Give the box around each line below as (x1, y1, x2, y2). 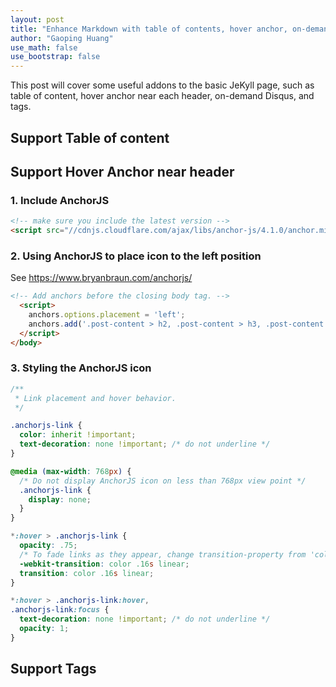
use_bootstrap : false (10, 52, 101, 62)
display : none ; (28, 494, 92, 505)
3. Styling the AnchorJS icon (10, 361, 152, 375)
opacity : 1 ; (19, 624, 70, 634)
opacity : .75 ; (19, 541, 78, 551)
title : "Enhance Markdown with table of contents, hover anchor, (10, 24, 288, 34)
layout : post (10, 14, 65, 25)
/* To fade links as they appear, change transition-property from (19, 549, 307, 560)
